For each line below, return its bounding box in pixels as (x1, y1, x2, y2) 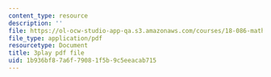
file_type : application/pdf (8, 34, 103, 43)
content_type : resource (8, 11, 89, 20)
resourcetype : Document (8, 42, 89, 50)
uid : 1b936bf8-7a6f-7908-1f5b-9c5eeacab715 (8, 57, 157, 65)
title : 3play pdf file (8, 49, 85, 57)
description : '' (8, 19, 63, 27)
